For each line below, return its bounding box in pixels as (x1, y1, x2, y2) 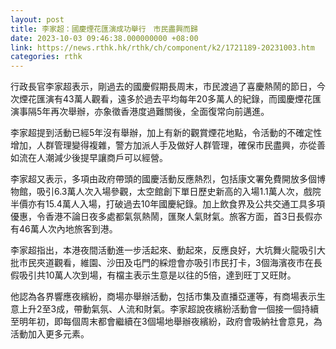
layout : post (10, 14, 65, 25)
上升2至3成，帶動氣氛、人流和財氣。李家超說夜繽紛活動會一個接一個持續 (18, 303, 320, 315)
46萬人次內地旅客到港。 (18, 223, 118, 235)
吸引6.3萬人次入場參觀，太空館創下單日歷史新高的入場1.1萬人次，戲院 (36, 186, 322, 198)
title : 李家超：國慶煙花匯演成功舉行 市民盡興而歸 (10, 24, 198, 34)
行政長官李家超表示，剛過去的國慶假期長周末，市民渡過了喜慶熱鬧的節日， (10, 81, 317, 93)
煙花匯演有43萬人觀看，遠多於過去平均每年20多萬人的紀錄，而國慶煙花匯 (18, 93, 322, 105)
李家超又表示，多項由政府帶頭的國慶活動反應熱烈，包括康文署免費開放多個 (10, 173, 317, 185)
